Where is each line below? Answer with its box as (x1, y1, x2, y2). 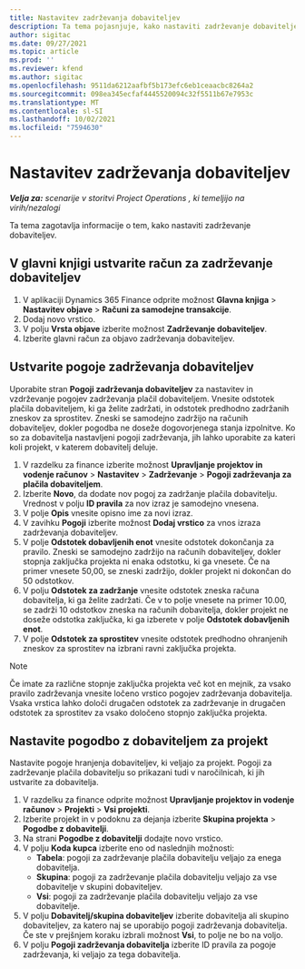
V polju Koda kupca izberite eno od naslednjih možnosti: (22, 843, 234, 853)
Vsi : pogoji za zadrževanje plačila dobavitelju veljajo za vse (35, 891, 259, 902)
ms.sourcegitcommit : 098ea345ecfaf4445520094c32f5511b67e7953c (9, 89, 254, 98)
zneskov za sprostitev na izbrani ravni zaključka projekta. (22, 642, 237, 653)
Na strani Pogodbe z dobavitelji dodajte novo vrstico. (22, 833, 224, 844)
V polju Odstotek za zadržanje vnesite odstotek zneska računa (22, 584, 260, 596)
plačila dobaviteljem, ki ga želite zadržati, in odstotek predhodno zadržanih (9, 402, 290, 414)
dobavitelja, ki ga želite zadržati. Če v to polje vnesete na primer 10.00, (22, 594, 288, 605)
